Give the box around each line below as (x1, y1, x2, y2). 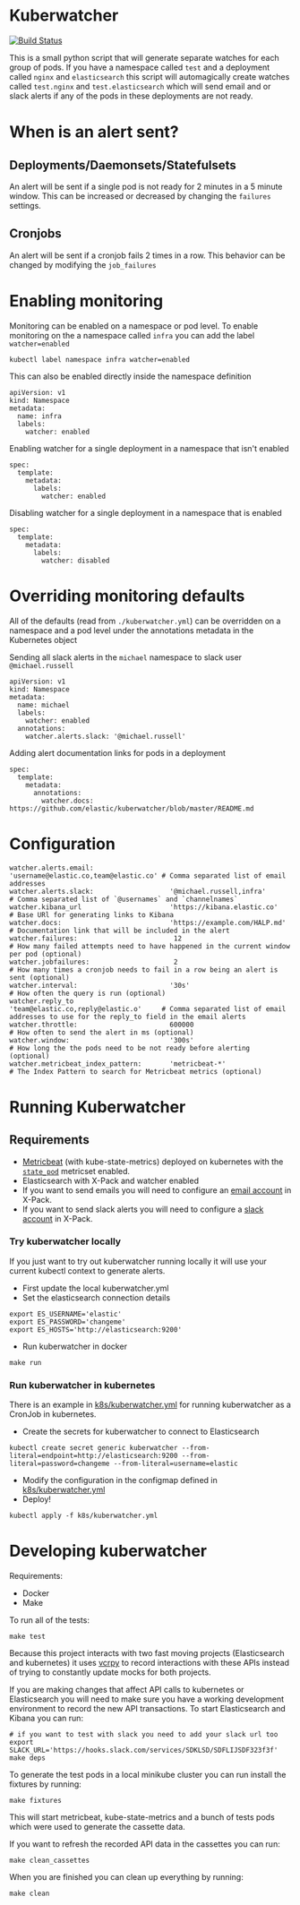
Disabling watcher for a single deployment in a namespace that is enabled (9, 507, 282, 518)
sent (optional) (9, 973, 70, 982)
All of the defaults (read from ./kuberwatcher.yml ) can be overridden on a (9, 615, 281, 626)
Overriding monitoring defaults (9, 586, 245, 605)
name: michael (17, 700, 70, 709)
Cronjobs (9, 226, 63, 242)
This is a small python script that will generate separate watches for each (9, 52, 279, 63)
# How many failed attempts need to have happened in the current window (9, 941, 291, 950)
